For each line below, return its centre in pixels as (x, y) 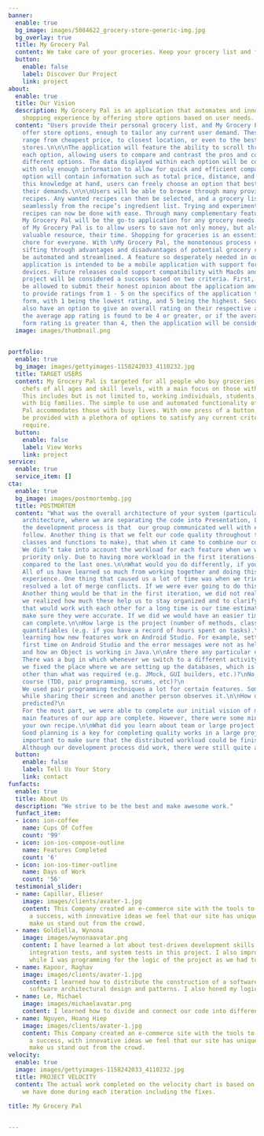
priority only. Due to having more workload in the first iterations (139, 557)
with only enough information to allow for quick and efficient (130, 169)
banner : (21, 15)
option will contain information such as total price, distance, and (139, 177)
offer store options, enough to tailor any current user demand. (132, 132)
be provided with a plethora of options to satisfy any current (130, 418)
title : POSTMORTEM (46, 506)
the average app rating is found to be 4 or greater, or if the (130, 316)
